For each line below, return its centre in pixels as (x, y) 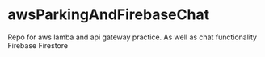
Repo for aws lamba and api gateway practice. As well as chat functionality (132, 37)
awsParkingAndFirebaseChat (109, 15)
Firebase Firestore (38, 45)
